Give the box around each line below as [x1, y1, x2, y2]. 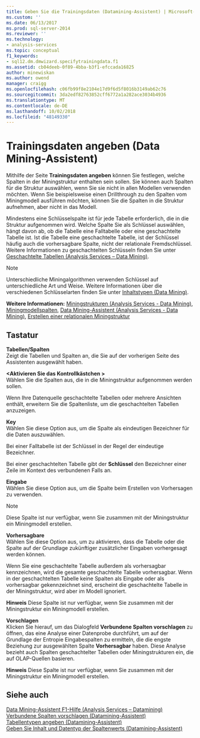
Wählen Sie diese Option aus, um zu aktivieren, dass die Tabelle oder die [6, 538, 185, 545]
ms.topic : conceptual [6, 48, 60, 54]
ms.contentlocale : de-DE [6, 102, 68, 109]
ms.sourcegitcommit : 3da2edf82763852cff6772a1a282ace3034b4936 [6, 92, 167, 98]
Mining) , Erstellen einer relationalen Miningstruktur [6, 313, 130, 320]
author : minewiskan [6, 70, 55, 76]
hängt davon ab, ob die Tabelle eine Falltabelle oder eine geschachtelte [6, 227, 182, 235]
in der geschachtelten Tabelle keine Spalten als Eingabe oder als [6, 575, 165, 582]
